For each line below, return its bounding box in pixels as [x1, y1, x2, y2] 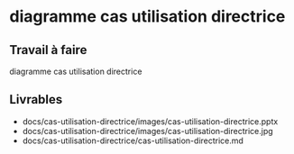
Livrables [9, 92, 63, 107]
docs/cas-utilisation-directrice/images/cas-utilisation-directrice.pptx [22, 115, 279, 127]
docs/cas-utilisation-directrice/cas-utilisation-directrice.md [22, 135, 243, 146]
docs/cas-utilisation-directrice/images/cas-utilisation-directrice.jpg [22, 125, 273, 136]
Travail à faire [9, 42, 87, 58]
